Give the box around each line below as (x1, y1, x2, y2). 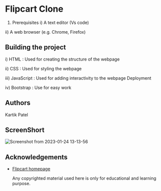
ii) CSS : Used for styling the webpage (5, 65, 82, 71)
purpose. (12, 181, 31, 187)
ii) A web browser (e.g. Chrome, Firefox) (5, 29, 86, 35)
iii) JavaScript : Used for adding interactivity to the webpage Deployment (5, 75, 152, 81)
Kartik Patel (5, 111, 28, 118)
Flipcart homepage (12, 166, 50, 172)
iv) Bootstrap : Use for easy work (5, 85, 72, 90)
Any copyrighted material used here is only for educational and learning (12, 175, 157, 181)
